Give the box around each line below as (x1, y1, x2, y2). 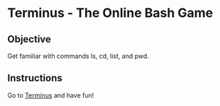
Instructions (7, 72, 62, 84)
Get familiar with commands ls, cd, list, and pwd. (7, 52, 149, 60)
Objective (7, 33, 52, 45)
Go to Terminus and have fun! (7, 90, 94, 100)
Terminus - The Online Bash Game (7, 5, 214, 21)
